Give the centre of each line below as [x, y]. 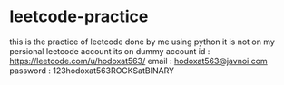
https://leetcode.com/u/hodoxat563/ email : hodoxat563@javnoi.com [138, 61]
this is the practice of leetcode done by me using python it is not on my [142, 42]
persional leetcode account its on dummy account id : [110, 51]
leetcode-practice [79, 17]
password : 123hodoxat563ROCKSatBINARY [92, 71]
